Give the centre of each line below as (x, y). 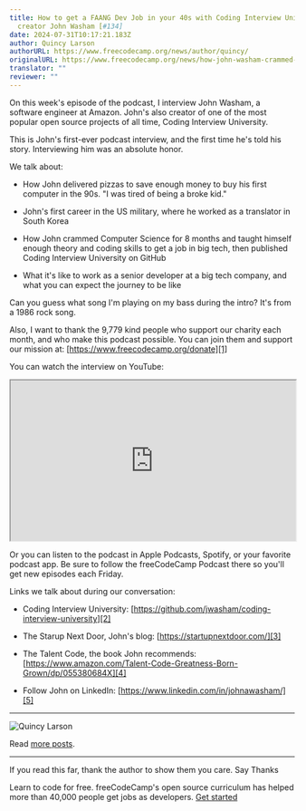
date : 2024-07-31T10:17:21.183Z (70, 34)
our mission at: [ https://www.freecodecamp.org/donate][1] (119, 349)
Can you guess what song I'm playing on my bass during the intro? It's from (150, 302)
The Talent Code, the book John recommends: (110, 654)
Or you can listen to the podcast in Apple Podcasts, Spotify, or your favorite (150, 555)
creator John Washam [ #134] (71, 26)
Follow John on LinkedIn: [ (72, 690)
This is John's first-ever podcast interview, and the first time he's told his (146, 139)
